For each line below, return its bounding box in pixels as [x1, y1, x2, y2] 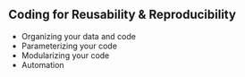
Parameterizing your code [21, 40, 118, 51]
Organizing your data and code [21, 30, 136, 41]
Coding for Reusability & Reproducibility [8, 7, 236, 22]
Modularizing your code [21, 49, 110, 61]
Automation [21, 59, 64, 70]
